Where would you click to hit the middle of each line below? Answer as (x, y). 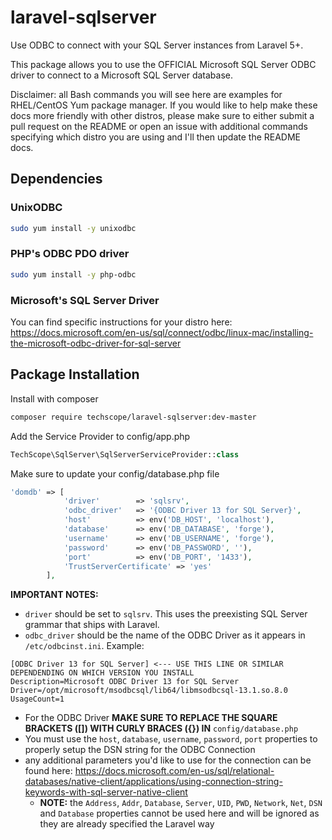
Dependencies (56, 179)
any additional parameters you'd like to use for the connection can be (168, 760)
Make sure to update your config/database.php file (115, 473)
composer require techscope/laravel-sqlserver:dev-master (133, 417)
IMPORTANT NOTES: (54, 595)
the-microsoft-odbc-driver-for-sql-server (96, 343)
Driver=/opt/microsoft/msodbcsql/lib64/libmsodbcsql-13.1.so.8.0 (149, 691)
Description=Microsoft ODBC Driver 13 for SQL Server (125, 682)
